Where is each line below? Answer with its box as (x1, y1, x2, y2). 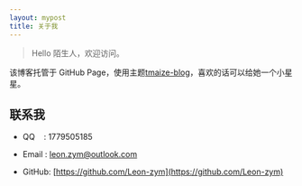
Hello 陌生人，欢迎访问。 (31, 47, 124, 59)
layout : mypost (9, 13, 67, 23)
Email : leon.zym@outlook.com (22, 149, 138, 160)
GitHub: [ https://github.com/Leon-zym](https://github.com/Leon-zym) (22, 166, 284, 177)
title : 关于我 (9, 22, 59, 31)
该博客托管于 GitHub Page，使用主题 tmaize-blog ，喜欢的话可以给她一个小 (9, 67, 286, 78)
